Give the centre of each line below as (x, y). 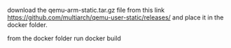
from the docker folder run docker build (64, 38)
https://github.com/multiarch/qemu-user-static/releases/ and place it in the (115, 17)
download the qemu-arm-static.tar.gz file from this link (86, 10)
